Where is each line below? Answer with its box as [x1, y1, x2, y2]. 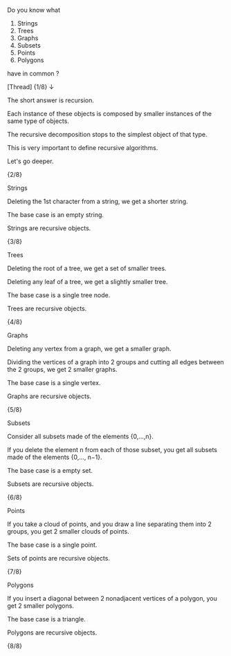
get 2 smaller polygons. [7, 601, 75, 610]
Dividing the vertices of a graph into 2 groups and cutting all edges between [7, 358, 225, 366]
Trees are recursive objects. [7, 304, 87, 312]
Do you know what [7, 6, 61, 14]
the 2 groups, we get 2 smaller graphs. [7, 366, 118, 373]
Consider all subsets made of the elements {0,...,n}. [7, 432, 154, 440]
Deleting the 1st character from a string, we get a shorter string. [7, 197, 188, 205]
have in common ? [7, 69, 59, 77]
